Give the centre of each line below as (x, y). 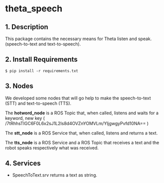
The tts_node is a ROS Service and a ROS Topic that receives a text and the (82, 142)
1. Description (27, 27)
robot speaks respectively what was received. (52, 148)
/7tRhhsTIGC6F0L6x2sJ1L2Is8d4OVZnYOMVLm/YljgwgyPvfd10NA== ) (77, 123)
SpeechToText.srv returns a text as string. (55, 175)
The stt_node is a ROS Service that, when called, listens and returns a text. (82, 133)
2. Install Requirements (41, 60)
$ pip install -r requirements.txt (42, 71)
